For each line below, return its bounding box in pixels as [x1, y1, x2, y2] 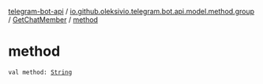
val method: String [8, 68, 73, 76]
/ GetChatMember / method [8, 15, 99, 24]
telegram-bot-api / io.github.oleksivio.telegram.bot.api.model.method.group [8, 7, 255, 16]
